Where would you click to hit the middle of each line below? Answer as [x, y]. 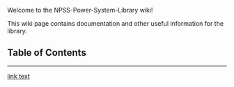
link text [18, 76]
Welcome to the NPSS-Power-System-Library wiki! [80, 10]
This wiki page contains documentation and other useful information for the [116, 23]
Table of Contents [47, 53]
